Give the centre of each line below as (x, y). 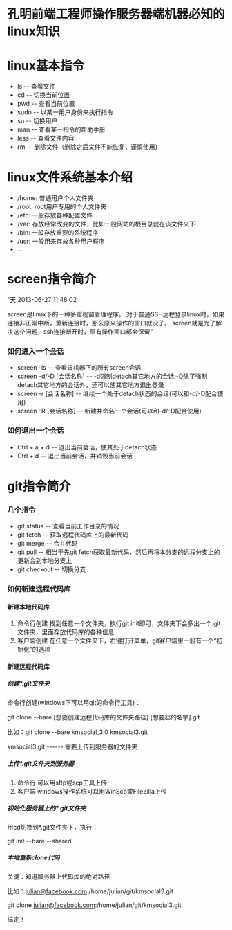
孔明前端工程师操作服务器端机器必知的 (116, 14)
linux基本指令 (46, 66)
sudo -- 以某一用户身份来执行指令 (65, 112)
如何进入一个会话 (36, 351)
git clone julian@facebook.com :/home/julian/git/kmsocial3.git (94, 905)
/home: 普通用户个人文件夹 (55, 198)
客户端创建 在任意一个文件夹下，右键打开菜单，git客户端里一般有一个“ (117, 641)
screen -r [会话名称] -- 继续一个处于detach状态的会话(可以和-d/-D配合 (117, 394)
